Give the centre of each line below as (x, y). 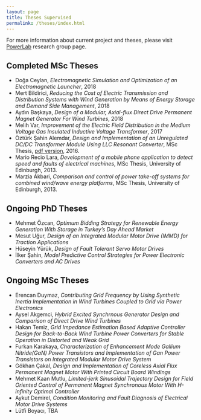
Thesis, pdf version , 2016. (47, 151)
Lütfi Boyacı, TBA (37, 410)
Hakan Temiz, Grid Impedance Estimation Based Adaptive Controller (100, 327)
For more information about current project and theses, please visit (90, 40)
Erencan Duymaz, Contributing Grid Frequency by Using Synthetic (97, 295)
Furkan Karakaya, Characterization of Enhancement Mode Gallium (98, 346)
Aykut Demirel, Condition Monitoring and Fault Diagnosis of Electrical (101, 398)
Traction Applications (42, 242)
